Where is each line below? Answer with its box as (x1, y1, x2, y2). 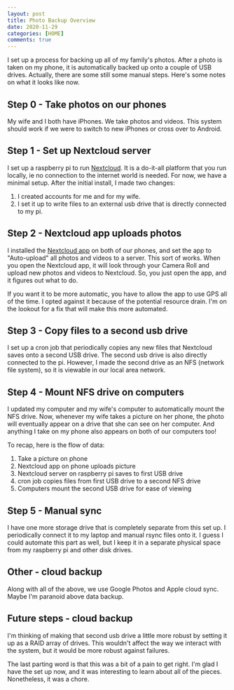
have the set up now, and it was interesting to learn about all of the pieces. (7, 667, 222, 675)
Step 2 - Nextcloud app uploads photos (7, 228, 182, 240)
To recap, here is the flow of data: (7, 441, 105, 450)
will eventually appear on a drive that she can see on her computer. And (7, 419, 215, 429)
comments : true (7, 37, 52, 44)
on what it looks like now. (7, 78, 80, 86)
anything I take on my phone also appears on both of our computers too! (7, 427, 217, 436)
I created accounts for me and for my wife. (17, 192, 141, 200)
